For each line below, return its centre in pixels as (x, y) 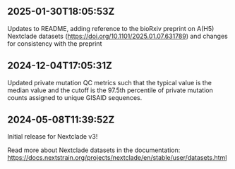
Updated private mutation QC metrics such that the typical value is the (109, 82)
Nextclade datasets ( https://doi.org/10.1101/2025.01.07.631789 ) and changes (117, 36)
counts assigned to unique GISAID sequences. (75, 97)
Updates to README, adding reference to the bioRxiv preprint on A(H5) (111, 28)
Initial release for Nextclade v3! (53, 137)
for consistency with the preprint (55, 43)
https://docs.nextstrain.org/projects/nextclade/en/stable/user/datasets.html (117, 158)
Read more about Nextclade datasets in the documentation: (94, 150)
